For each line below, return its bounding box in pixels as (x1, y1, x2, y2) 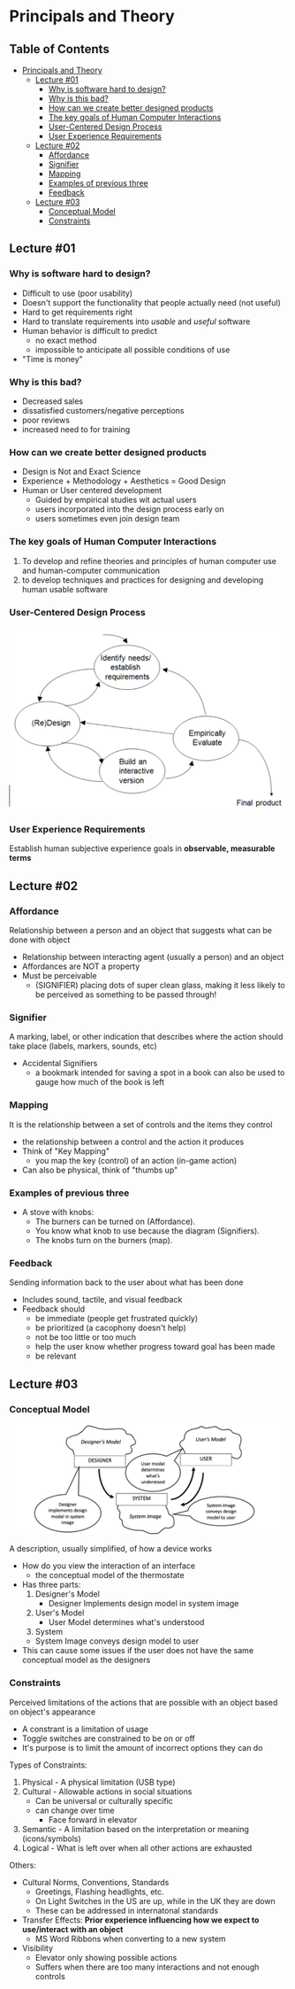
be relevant (34, 1351, 77, 1361)
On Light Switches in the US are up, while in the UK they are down (34, 1895, 276, 1906)
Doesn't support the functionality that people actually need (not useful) (21, 297, 281, 307)
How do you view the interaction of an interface (21, 1560, 196, 1571)
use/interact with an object (21, 1923, 124, 1934)
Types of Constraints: (9, 1760, 88, 1770)
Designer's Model (34, 1589, 100, 1599)
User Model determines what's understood (48, 1617, 205, 1628)
